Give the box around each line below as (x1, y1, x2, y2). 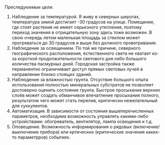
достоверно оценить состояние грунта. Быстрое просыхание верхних (11, 87, 161, 93)
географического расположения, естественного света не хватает (11, 50, 151, 56)
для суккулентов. (11, 103, 49, 109)
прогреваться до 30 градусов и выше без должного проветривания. (11, 40, 157, 46)
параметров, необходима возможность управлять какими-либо (11, 113, 149, 119)
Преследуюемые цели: (4, 4, 54, 10)
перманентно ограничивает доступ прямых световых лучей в (11, 66, 143, 72)
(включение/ (132, 124, 160, 130)
